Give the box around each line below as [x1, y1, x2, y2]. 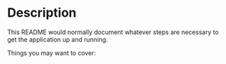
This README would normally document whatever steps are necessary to [7, 28, 219, 36]
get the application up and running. [7, 35, 108, 43]
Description [7, 5, 77, 21]
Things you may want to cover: [7, 49, 96, 57]
